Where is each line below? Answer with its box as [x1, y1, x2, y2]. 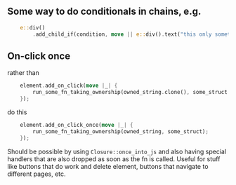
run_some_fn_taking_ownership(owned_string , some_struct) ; [32, 128, 209, 135]
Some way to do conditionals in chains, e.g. [7, 6, 202, 18]
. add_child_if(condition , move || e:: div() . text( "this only [32, 31, 212, 38]
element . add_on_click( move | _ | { [20, 82, 118, 90]
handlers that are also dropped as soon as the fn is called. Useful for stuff [7, 154, 221, 163]
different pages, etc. [7, 170, 66, 178]
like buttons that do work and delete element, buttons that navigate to [7, 162, 209, 170]
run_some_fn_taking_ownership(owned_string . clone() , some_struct [32, 89, 228, 96]
